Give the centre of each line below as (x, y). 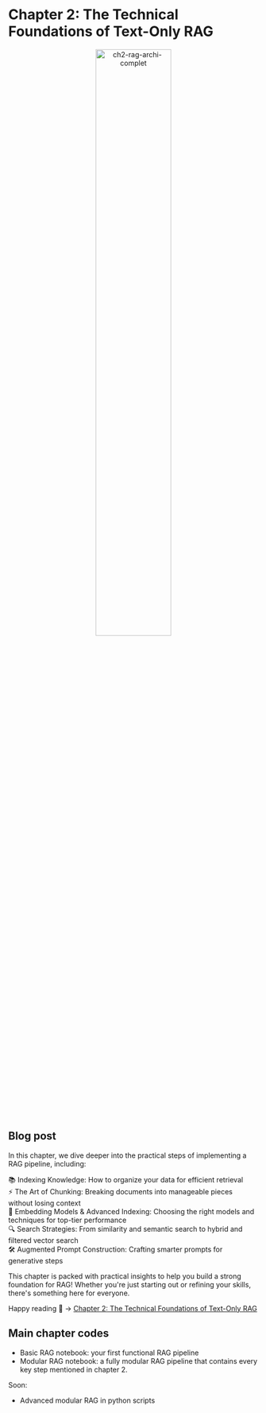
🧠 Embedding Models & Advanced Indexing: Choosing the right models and (131, 1211)
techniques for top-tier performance (67, 1220)
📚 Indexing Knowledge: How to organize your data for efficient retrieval (126, 1179)
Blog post (33, 1136)
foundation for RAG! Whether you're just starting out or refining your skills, (130, 1284)
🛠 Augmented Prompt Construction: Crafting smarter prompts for (116, 1249)
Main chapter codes (59, 1333)
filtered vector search (44, 1240)
